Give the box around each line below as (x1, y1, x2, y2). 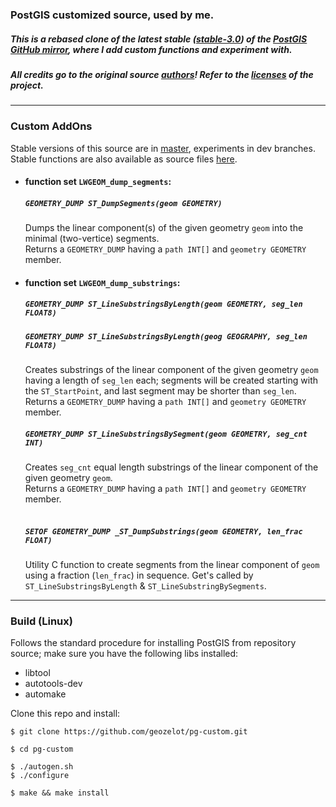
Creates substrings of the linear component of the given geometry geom (24, 364, 319, 376)
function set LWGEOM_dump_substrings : (24, 276, 181, 288)
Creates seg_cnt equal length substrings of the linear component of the (24, 461, 319, 473)
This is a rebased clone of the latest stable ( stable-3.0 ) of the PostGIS (10, 33, 308, 45)
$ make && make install (10, 788, 110, 798)
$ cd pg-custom (10, 744, 74, 755)
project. (10, 79, 44, 91)
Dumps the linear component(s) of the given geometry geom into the (24, 222, 304, 234)
